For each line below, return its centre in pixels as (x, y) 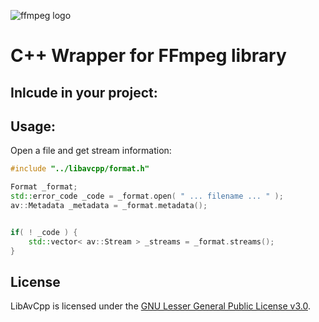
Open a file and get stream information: (91, 151)
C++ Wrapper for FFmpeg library (148, 56)
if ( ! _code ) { (44, 232)
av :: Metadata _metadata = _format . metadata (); (109, 206)
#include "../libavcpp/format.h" (80, 169)
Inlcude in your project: (84, 92)
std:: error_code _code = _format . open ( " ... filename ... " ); (147, 196)
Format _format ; (44, 187)
